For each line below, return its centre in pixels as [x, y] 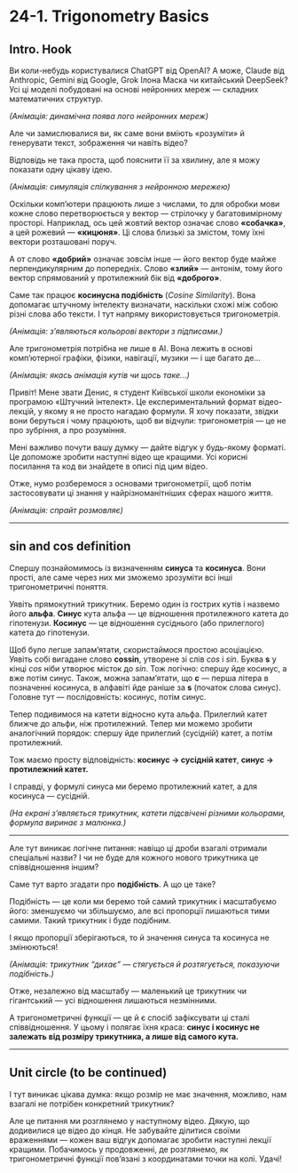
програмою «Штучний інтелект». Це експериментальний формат [133, 402]
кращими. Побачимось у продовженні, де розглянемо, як [119, 1149]
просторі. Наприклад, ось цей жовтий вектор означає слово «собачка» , [148, 223]
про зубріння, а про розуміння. [68, 430]
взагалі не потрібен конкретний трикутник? [92, 1104]
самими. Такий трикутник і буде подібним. [90, 920]
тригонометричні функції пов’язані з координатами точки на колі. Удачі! [145, 1159]
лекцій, [23, 411]
